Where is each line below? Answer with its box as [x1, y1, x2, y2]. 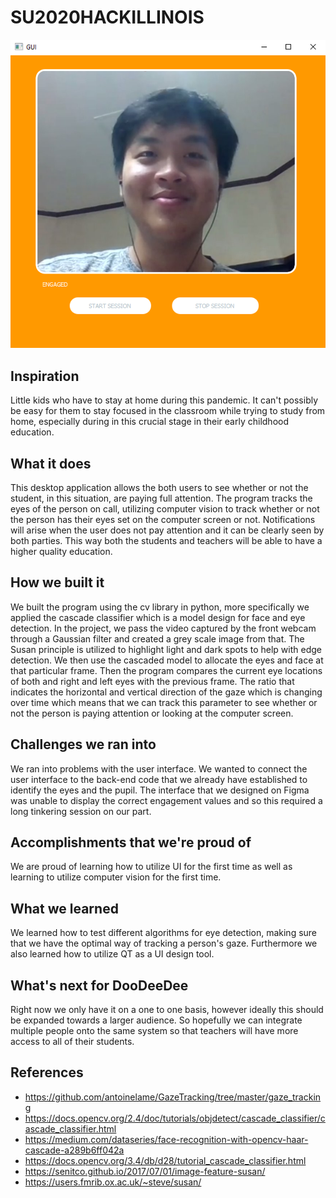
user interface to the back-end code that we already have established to [10, 773, 308, 785]
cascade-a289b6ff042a [24, 1144, 125, 1156]
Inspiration [10, 367, 80, 385]
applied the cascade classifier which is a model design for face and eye [10, 611, 306, 623]
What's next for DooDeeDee [10, 977, 189, 994]
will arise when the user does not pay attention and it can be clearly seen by [10, 524, 325, 536]
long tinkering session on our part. [10, 805, 152, 817]
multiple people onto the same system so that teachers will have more [10, 1024, 299, 1036]
